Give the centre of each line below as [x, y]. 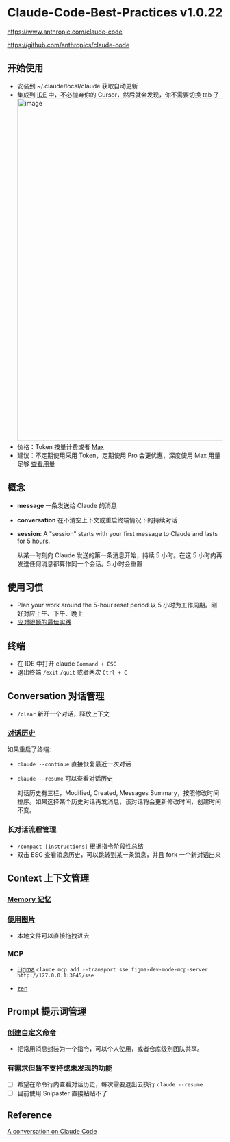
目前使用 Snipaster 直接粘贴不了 [62, 1093]
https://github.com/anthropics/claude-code [68, 45]
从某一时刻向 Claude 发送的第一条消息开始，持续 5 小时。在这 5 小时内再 [119, 555]
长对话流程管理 [32, 829]
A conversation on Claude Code [52, 1132]
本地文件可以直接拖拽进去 [53, 936]
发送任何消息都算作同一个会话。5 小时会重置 [80, 563]
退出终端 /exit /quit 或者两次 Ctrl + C [72, 672]
